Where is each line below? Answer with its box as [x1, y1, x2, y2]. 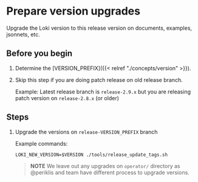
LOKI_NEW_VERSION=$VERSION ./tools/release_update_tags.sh [15, 152, 168, 158]
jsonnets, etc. [6, 30, 41, 38]
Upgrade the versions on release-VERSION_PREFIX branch [15, 128, 158, 135]
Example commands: [15, 140, 68, 147]
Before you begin [6, 49, 73, 59]
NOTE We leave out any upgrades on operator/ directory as [30, 162, 180, 169]
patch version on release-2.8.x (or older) [15, 94, 120, 101]
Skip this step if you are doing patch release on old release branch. [15, 76, 183, 83]
